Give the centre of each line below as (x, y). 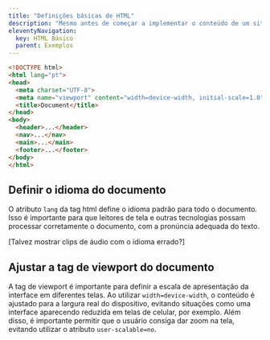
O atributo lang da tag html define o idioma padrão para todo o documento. (133, 209)
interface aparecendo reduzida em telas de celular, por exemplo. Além (125, 312)
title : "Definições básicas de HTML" (72, 16)
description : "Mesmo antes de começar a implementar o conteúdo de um (129, 23)
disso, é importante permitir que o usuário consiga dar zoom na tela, (121, 321)
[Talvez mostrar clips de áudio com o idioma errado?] (97, 242)
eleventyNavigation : (43, 31)
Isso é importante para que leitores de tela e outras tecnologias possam (127, 218)
